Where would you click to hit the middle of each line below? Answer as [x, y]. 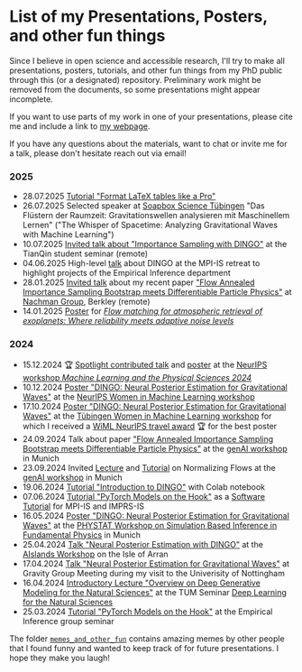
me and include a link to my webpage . [80, 126]
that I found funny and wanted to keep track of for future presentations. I [144, 648]
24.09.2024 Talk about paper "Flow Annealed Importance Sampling [148, 438]
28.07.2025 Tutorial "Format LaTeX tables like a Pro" [119, 197]
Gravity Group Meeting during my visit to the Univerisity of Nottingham [154, 573]
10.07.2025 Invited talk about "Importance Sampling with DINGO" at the [155, 244]
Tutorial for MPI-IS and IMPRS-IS [83, 506]
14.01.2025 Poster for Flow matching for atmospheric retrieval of [142, 311]
